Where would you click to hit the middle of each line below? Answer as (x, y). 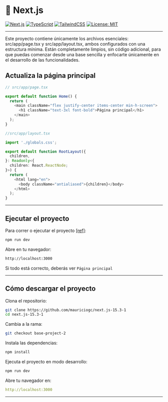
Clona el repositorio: (26, 301)
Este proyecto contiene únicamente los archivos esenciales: (67, 38)
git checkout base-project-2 (35, 333)
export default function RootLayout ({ (45, 152)
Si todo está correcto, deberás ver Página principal (59, 268)
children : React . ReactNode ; (39, 166)
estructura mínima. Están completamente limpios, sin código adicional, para (83, 49)
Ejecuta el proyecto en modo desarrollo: (46, 362)
